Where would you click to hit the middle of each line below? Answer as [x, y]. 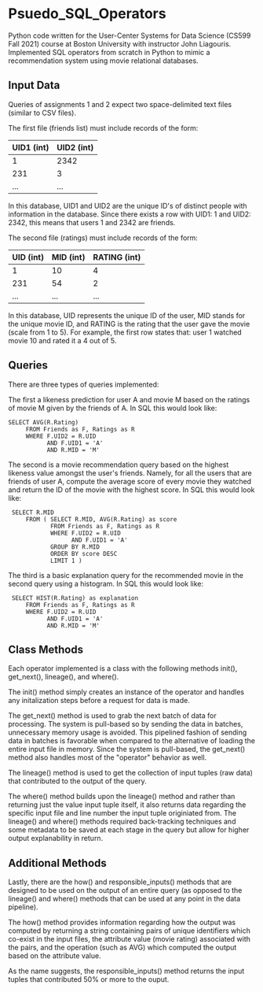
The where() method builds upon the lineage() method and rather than [122, 797]
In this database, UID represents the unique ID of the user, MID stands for [127, 315]
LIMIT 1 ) [66, 561]
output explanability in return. [56, 838]
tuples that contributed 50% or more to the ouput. [89, 979]
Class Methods [46, 649]
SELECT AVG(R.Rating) [44, 422]
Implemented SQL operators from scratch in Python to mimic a [109, 52]
